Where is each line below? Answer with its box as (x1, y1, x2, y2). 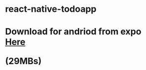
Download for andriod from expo (5, 26, 142, 37)
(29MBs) (5, 56, 42, 67)
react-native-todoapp (5, 3, 97, 15)
